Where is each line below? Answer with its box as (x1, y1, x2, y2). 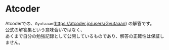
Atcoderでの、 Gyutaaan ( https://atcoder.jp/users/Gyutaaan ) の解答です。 (5, 20, 155, 26)
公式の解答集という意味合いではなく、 (5, 26, 85, 33)
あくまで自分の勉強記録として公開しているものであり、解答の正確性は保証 (5, 33, 160, 39)
